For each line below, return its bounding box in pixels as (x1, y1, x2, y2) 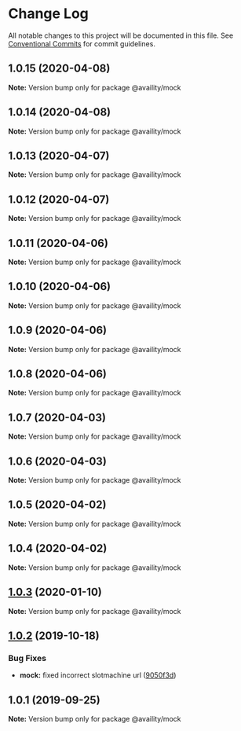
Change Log (8, 5, 89, 23)
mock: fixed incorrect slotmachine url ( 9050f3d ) (19, 670, 177, 680)
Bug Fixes (8, 652, 47, 663)
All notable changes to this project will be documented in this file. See (8, 31, 234, 40)
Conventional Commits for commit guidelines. (8, 39, 155, 48)
